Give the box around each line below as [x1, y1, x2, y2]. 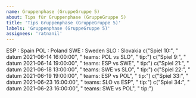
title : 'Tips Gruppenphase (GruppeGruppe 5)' [6, 20, 121, 26]
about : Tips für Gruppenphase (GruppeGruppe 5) [6, 14, 127, 20]
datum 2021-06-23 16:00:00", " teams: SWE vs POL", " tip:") [6, 85, 154, 92]
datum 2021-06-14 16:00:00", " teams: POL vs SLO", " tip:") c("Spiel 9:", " [6, 53, 186, 61]
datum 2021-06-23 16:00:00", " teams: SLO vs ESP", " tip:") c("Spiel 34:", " [6, 78, 190, 86]
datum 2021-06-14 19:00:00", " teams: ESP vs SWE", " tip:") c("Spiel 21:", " [6, 60, 189, 67]
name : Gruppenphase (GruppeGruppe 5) [6, 8, 100, 15]
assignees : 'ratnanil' [6, 31, 63, 37]
